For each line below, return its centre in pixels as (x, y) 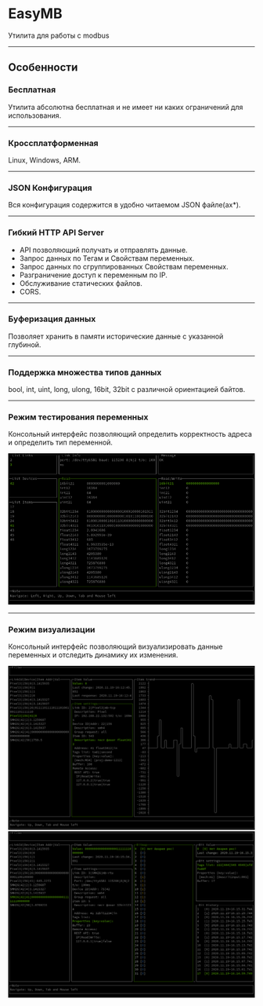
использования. (35, 115)
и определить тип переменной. (61, 443)
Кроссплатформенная (54, 143)
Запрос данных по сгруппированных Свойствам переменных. (124, 266)
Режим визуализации (52, 629)
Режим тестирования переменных (78, 417)
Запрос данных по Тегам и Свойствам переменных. (107, 258)
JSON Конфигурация (50, 188)
